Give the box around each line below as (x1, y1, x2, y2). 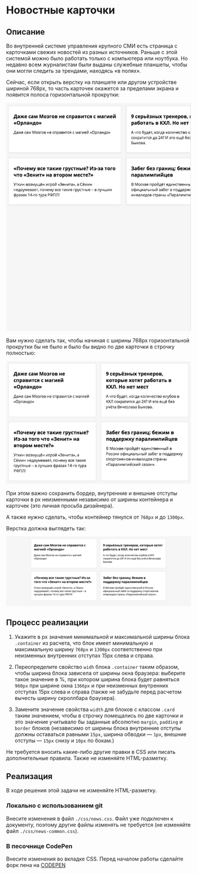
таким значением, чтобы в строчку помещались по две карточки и (14, 712, 184, 719)
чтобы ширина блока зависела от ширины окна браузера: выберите (14, 669, 186, 676)
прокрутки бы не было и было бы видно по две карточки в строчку (6, 344, 175, 351)
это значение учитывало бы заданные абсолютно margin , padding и (14, 718, 183, 725)
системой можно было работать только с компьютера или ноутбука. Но (6, 55, 188, 62)
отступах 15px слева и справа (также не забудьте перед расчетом (14, 688, 182, 695)
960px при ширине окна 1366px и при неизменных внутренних (14, 682, 169, 689)
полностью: (6, 349, 36, 356)
